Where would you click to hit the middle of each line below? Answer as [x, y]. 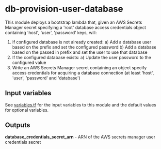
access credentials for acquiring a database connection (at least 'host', [83, 73]
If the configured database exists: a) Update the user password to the [81, 57]
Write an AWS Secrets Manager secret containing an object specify [79, 67]
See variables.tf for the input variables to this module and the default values [81, 104]
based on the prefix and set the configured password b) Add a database [84, 47]
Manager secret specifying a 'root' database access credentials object [76, 27]
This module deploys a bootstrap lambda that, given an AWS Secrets [73, 22]
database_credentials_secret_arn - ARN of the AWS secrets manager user [80, 137]
